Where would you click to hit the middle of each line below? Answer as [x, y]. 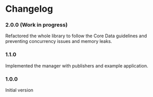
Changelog [29, 9]
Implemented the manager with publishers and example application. [77, 66]
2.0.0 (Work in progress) [37, 25]
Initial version [19, 90]
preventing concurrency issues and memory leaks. [59, 41]
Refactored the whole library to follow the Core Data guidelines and [76, 36]
